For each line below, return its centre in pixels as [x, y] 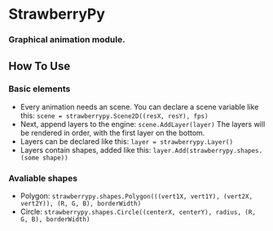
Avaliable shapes [43, 178]
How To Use [40, 66]
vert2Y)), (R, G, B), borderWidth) [81, 204]
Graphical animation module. [67, 40]
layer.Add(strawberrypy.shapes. [208, 150]
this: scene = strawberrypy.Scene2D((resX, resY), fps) [114, 115]
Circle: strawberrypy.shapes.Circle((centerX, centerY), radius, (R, [138, 211]
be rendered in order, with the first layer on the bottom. [112, 133]
